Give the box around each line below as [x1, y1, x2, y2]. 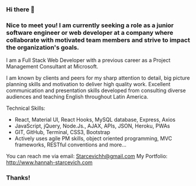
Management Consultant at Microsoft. [6, 63, 99, 70]
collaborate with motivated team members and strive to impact [6, 35, 190, 44]
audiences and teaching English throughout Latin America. [6, 93, 149, 100]
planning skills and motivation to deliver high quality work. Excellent [6, 81, 171, 88]
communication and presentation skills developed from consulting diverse [6, 87, 186, 94]
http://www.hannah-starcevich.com [6, 159, 93, 166]
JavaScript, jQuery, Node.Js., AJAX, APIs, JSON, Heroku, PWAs [14, 122, 170, 129]
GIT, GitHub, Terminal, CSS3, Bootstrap [14, 129, 110, 136]
